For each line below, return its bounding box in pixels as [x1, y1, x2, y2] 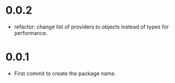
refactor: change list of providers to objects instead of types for [14, 23, 169, 30]
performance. [14, 29, 48, 36]
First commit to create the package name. [14, 69, 116, 77]
